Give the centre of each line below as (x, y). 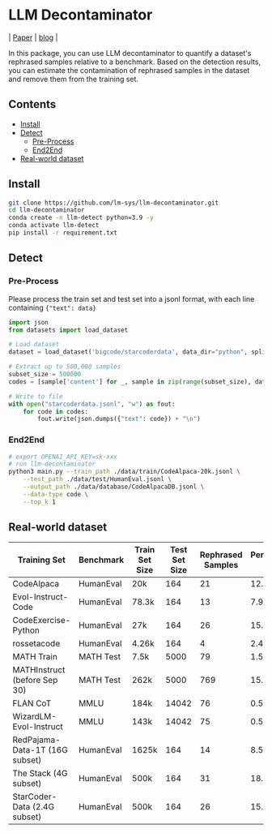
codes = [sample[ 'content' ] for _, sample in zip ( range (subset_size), (130, 382)
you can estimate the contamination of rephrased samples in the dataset (129, 70)
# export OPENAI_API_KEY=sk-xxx (63, 457)
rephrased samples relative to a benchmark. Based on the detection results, (135, 62)
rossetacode (36, 644)
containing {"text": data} (53, 307)
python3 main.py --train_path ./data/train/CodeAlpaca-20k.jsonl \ (125, 472)
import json (28, 322)
